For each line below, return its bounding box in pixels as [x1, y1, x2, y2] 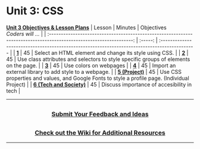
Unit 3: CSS [6, 4, 64, 18]
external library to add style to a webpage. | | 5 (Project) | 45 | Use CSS [6, 68, 182, 75]
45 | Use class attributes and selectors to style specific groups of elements [6, 55, 190, 63]
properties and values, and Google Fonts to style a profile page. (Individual [6, 74, 189, 82]
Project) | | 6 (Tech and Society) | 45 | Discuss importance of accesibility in [6, 80, 192, 88]
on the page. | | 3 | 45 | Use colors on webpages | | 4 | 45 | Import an [6, 61, 176, 69]
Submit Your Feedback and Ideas [51, 110, 149, 119]
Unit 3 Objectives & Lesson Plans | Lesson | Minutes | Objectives [6, 24, 167, 31]
